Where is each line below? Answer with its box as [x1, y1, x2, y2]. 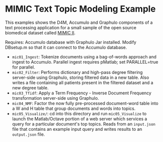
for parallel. [12, 64, 36, 70]
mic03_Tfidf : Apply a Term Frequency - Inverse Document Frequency [12, 90, 152, 96]
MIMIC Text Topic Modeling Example [5, 3, 156, 15]
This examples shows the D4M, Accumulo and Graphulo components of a [5, 19, 153, 25]
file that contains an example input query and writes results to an [12, 126, 143, 132]
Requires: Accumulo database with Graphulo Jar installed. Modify [5, 39, 137, 45]
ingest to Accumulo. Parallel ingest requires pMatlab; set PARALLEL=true [12, 59, 159, 65]
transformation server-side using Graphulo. [12, 95, 99, 101]
